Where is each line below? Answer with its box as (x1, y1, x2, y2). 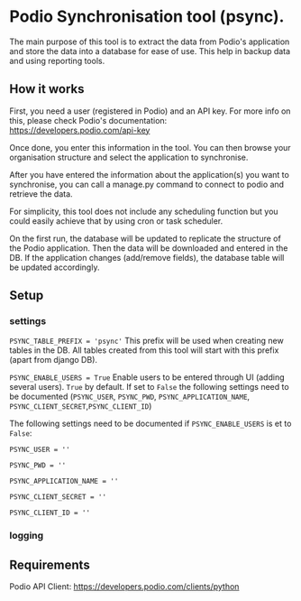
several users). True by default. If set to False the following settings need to (9, 382, 290, 393)
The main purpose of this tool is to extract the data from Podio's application (9, 36, 290, 47)
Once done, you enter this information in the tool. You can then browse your (9, 142, 291, 153)
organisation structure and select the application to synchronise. (9, 152, 249, 162)
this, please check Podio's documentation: (9, 115, 168, 125)
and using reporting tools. (9, 55, 105, 66)
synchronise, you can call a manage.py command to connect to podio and (9, 179, 285, 190)
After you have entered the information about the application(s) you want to (9, 169, 290, 180)
